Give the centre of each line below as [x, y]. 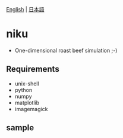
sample [20, 128]
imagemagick [31, 109]
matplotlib [27, 102]
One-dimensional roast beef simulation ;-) [66, 50]
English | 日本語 [25, 9]
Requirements [33, 69]
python [23, 90]
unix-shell [27, 84]
